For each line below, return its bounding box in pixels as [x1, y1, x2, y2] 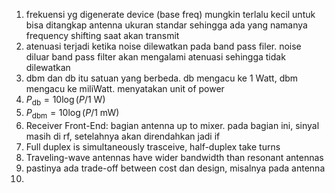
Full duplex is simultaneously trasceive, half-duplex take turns [25, 140, 281, 153]
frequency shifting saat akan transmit [25, 30, 180, 41]
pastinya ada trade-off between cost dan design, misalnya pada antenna [25, 162, 326, 174]
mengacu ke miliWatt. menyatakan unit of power [25, 83, 225, 94]
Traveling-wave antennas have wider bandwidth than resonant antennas [25, 151, 324, 163]
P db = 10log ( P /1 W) [25, 94, 106, 108]
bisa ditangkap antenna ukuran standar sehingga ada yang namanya [25, 19, 308, 31]
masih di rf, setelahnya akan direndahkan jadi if [25, 130, 221, 142]
